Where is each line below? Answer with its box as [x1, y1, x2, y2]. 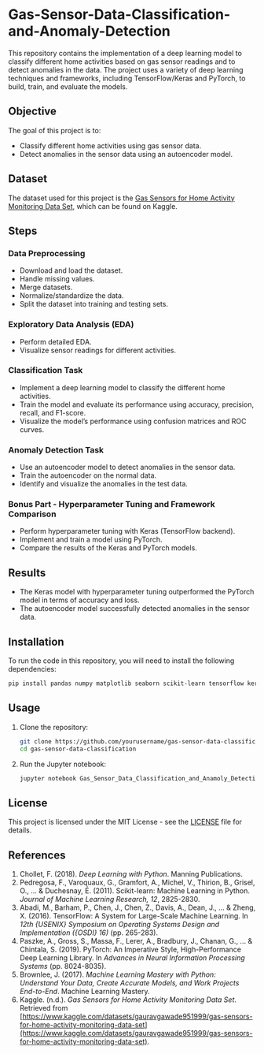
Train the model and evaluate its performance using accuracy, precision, [19, 400, 254, 409]
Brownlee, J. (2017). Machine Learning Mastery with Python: [19, 970, 216, 979]
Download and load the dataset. [19, 266, 123, 275]
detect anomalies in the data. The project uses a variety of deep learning [8, 65, 244, 74]
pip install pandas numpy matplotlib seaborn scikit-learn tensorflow [8, 680, 244, 687]
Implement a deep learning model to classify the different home [19, 382, 225, 392]
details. [8, 825, 32, 835]
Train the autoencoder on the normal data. [19, 471, 157, 480]
